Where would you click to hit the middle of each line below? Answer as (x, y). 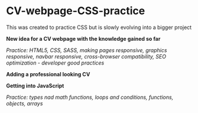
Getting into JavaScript (35, 85)
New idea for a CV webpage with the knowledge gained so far (83, 38)
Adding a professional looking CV (48, 74)
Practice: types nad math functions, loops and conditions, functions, (90, 97)
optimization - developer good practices (55, 63)
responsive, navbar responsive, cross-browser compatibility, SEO (86, 56)
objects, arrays (25, 103)
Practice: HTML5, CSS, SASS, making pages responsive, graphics (87, 50)
